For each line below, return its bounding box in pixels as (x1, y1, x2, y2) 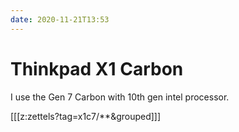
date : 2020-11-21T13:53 (10, 14, 110, 25)
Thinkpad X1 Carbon (10, 57, 184, 80)
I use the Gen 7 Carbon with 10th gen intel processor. (10, 91, 230, 103)
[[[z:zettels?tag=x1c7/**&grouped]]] (10, 110, 162, 122)
